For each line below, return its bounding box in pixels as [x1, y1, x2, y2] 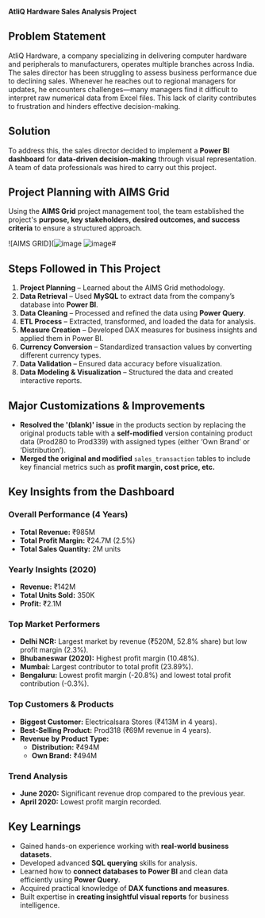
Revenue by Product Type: [19, 734, 109, 743]
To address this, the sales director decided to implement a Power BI [8, 145, 230, 155]
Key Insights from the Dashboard [8, 485, 175, 499]
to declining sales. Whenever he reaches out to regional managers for [8, 76, 236, 86]
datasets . [19, 850, 52, 859]
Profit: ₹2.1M [19, 599, 62, 609]
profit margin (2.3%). [19, 645, 89, 655]
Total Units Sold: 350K [19, 591, 95, 600]
